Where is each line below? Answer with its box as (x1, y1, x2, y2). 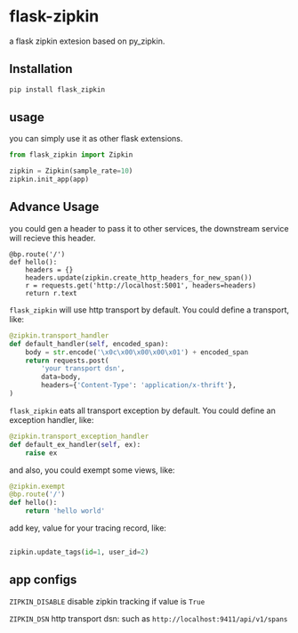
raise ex (25, 448, 58, 458)
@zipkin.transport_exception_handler (9, 432, 149, 441)
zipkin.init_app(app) (9, 175, 90, 184)
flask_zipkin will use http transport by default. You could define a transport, (9, 304, 290, 315)
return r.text (25, 288, 77, 297)
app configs (9, 572, 77, 588)
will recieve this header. (9, 232, 96, 243)
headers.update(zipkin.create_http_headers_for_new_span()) (25, 273, 253, 282)
